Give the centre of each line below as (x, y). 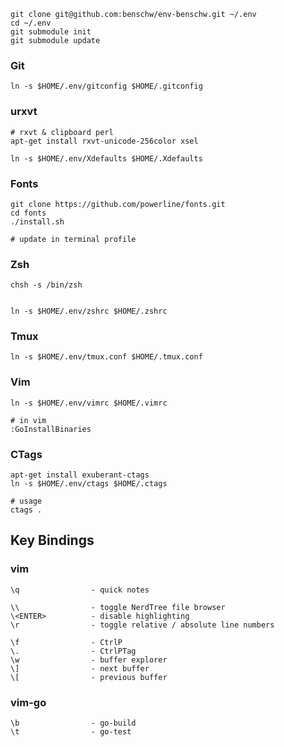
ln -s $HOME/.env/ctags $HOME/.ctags (89, 484)
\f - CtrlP (66, 642)
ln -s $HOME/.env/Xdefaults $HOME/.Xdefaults (106, 158)
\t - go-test (71, 732)
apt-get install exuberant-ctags (80, 475)
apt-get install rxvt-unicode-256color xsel (104, 141)
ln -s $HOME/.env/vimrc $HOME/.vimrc (89, 403)
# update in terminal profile (73, 239)
